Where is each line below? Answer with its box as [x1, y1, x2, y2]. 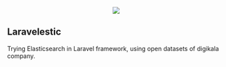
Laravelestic [7, 26, 62, 38]
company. [7, 52, 36, 60]
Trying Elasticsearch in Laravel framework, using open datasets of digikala [7, 44, 219, 52]
